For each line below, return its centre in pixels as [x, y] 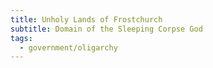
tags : [21, 38]
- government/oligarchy [68, 47]
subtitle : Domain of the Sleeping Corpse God [106, 29]
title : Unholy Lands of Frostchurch [86, 19]
